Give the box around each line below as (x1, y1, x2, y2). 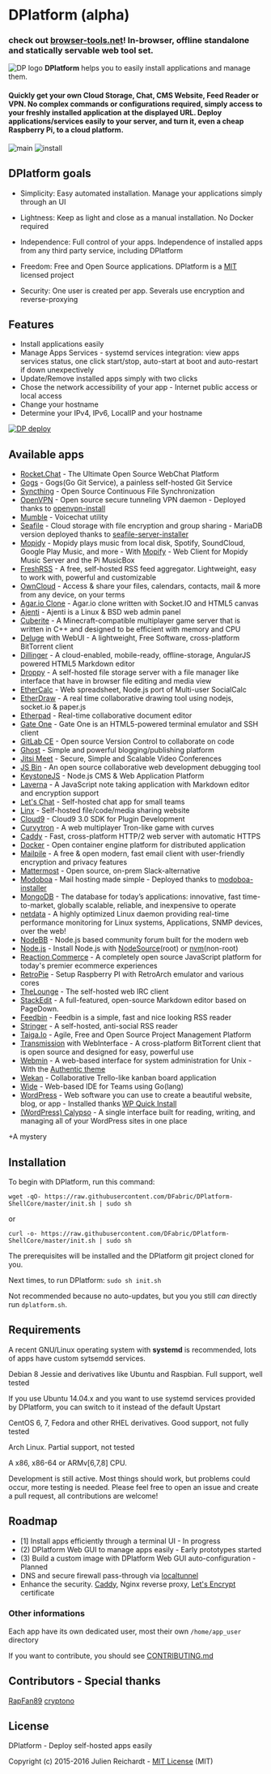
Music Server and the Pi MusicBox (19, 555, 135, 565)
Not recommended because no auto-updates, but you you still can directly (8, 1291, 257, 1301)
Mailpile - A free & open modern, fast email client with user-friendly (19, 848, 245, 858)
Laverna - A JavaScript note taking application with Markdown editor (19, 779, 250, 789)
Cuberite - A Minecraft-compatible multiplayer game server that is (19, 615, 241, 626)
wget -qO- (8, 1192, 42, 1201)
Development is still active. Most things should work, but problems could (8, 1474, 251, 1483)
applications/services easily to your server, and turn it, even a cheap (8, 116, 244, 127)
